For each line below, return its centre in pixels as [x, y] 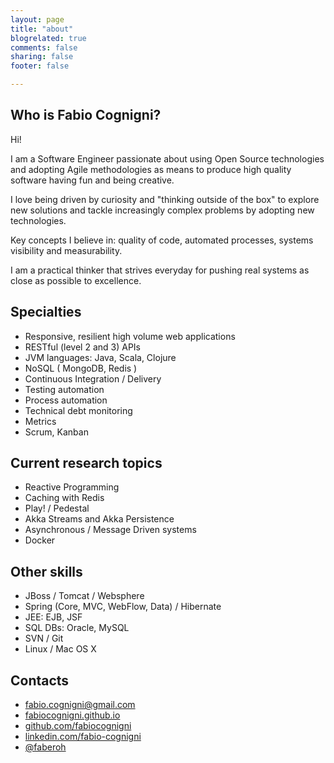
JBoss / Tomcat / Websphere [84, 596]
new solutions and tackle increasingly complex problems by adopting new [162, 210]
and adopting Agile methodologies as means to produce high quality [151, 169]
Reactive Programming [72, 487]
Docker [40, 540]
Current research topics [86, 463]
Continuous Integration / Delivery [93, 378]
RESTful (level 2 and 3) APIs [82, 347]
